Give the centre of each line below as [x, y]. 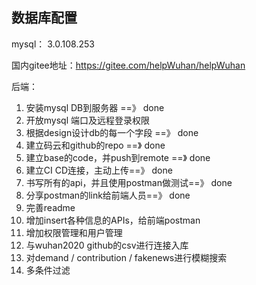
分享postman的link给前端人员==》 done [108, 195]
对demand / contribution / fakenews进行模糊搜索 [126, 257]
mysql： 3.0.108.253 [53, 44]
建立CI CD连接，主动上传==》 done [99, 170]
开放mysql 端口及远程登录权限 [88, 120]
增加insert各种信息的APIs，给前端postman [113, 220]
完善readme [50, 207]
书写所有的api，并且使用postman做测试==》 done [129, 182]
